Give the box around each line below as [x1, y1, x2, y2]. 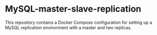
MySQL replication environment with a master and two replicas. [5, 24, 132, 30]
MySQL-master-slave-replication [5, 3, 141, 15]
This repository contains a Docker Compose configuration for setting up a [5, 19, 153, 25]
